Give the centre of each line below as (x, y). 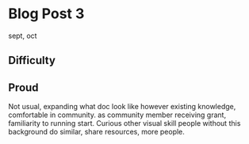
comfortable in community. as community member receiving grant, (117, 115)
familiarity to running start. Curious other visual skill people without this (125, 123)
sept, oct (23, 36)
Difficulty (32, 61)
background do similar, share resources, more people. (96, 132)
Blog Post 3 (46, 14)
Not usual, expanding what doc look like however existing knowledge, (122, 107)
